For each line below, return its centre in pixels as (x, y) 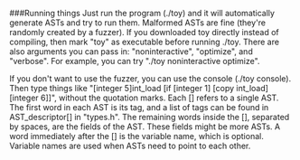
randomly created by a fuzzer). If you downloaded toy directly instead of (145, 32)
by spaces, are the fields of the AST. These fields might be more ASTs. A (145, 127)
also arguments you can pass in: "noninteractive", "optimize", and (131, 52)
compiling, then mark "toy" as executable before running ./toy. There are (145, 42)
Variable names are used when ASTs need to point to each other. (130, 146)
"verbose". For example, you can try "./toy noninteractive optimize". (135, 61)
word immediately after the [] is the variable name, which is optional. (136, 136)
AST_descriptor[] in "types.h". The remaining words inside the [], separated (150, 117)
